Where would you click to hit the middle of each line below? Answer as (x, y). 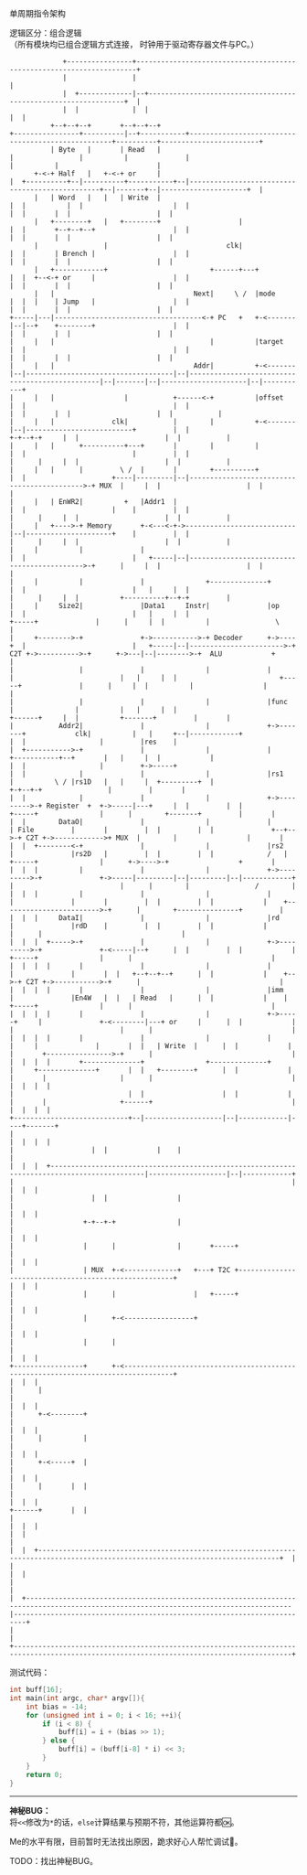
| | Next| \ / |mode (154, 294)
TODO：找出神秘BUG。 (54, 1860)
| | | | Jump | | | (100, 302)
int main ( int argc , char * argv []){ (77, 1698)
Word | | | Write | (110, 198)
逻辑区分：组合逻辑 (46, 33)
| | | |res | (94, 742)
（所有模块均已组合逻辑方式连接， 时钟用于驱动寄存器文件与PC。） (134, 44)
